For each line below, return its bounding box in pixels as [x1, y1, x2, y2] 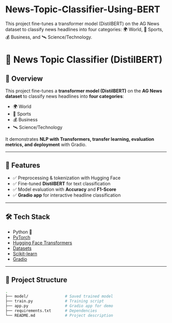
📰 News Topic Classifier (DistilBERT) [5, 54, 163, 66]
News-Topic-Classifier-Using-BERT [5, 4, 160, 15]
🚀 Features [5, 161, 40, 170]
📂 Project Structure [5, 275, 68, 284]
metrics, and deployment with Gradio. [5, 141, 87, 147]
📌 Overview [5, 74, 43, 83]
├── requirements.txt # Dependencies [5, 308, 97, 313]
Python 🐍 [12, 229, 32, 235]
